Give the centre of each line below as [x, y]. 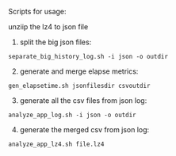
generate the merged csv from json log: [84, 129]
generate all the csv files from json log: [83, 101]
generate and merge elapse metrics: [79, 71]
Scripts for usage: [37, 11]
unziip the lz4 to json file [48, 27]
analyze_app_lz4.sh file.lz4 [56, 144]
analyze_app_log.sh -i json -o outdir [72, 115]
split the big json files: [55, 42]
